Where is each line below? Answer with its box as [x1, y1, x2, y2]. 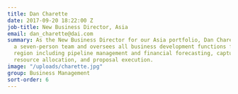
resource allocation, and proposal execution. [13, 57, 154, 64]
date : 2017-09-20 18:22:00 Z [7, 17, 93, 24]
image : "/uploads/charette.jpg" [7, 63, 103, 70]
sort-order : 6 [7, 76, 50, 83]
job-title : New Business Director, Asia [7, 23, 129, 30]
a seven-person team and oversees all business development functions [13, 43, 227, 50]
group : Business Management [7, 69, 91, 76]
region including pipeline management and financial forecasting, [13, 50, 214, 57]
